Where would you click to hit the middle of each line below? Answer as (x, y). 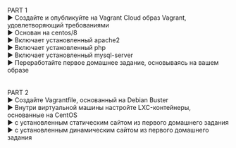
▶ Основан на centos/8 (42, 32)
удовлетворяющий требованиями (58, 25)
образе (18, 70)
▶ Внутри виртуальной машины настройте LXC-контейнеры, (99, 107)
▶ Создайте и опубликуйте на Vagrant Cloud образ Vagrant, (97, 18)
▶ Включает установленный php (56, 48)
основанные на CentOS (42, 115)
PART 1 (18, 10)
